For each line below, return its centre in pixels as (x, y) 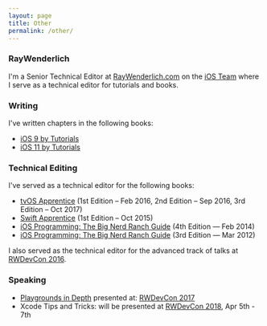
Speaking (27, 280)
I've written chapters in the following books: (81, 123)
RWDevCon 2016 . (37, 259)
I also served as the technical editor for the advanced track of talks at (123, 251)
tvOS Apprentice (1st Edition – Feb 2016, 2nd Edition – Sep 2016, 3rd (133, 201)
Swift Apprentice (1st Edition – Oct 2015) (86, 218)
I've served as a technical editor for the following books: (101, 185)
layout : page (30, 16)
